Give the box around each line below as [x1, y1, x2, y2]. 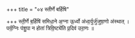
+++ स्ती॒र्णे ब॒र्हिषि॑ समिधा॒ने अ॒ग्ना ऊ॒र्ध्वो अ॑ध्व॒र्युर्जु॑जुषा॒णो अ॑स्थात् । [6, 18, 130, 25]
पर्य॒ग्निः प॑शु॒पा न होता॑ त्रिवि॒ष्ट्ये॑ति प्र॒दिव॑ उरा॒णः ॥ [6, 25, 94, 31]
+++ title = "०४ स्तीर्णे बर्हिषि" [6, 6, 69, 13]
